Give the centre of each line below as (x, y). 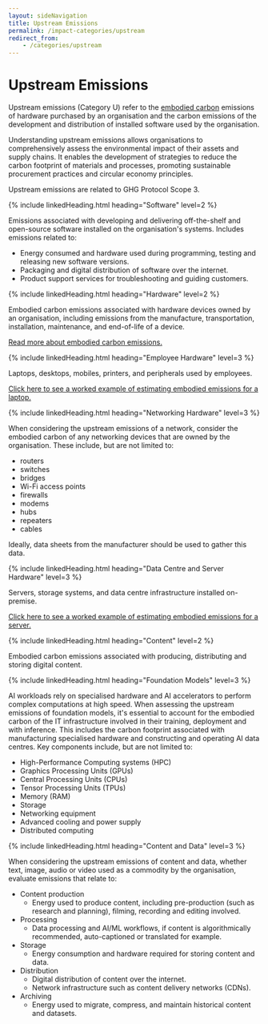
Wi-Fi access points (53, 486)
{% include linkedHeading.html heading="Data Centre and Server (116, 569)
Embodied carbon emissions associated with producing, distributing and (128, 656)
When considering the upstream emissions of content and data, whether (128, 861)
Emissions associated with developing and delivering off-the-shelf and (125, 220)
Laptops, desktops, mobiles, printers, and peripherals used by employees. (130, 373)
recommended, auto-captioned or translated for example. (127, 937)
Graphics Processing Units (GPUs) (76, 771)
